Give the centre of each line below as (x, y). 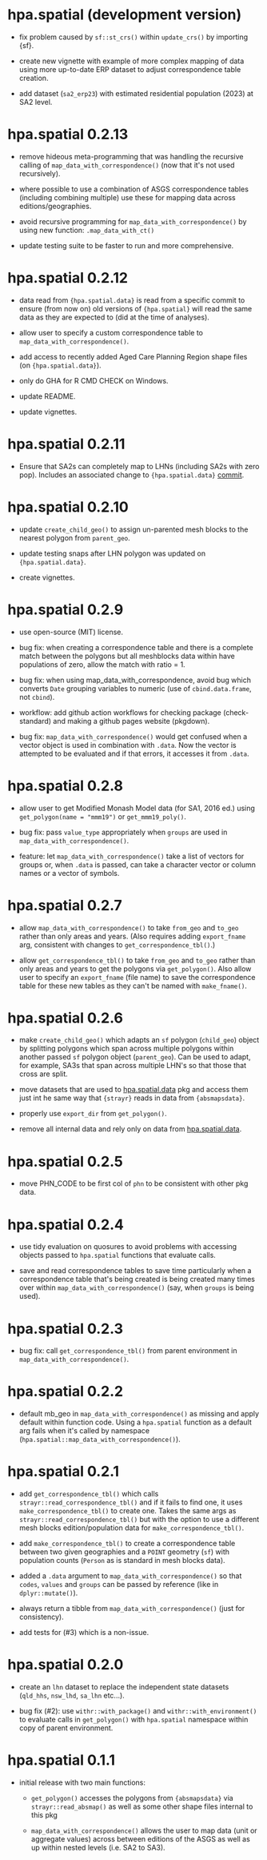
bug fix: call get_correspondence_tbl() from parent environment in (128, 1351)
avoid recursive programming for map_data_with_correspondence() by (133, 221)
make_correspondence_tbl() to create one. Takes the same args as (128, 1511)
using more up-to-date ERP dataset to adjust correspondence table (130, 69)
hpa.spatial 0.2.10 (68, 507)
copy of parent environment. (66, 1728)
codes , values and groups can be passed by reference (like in (119, 1585)
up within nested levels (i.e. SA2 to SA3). (98, 1848)
